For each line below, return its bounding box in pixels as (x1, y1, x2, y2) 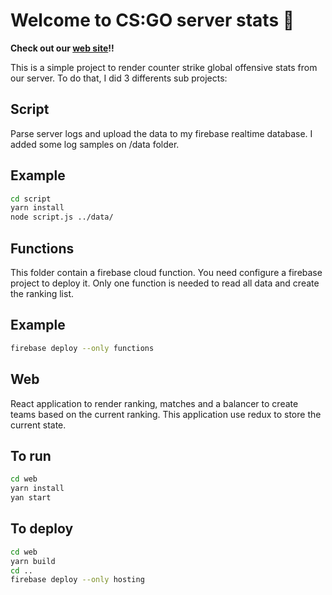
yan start (10, 493, 52, 503)
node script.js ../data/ (10, 212, 114, 223)
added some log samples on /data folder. (10, 138, 180, 150)
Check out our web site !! (10, 42, 115, 54)
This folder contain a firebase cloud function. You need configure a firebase (10, 267, 323, 278)
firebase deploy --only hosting (10, 575, 145, 585)
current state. (10, 419, 67, 431)
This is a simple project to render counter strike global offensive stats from (10, 61, 318, 73)
